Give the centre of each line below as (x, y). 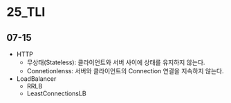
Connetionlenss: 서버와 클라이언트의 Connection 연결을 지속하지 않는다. (125, 71)
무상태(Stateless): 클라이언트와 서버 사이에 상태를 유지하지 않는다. (116, 62)
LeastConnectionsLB (57, 93)
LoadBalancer (36, 79)
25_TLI (26, 12)
